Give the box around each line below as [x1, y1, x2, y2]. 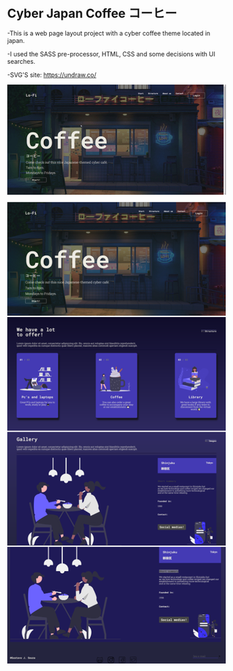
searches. [7, 57, 36, 65]
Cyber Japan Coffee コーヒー [7, 6, 178, 22]
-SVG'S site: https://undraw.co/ [7, 70, 97, 79]
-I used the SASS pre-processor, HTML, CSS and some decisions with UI [7, 49, 216, 58]
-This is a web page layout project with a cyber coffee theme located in [7, 28, 211, 37]
